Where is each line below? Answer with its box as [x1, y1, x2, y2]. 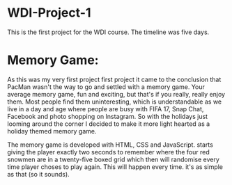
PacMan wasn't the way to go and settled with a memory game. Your [7, 82, 206, 91]
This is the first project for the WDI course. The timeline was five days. [7, 28, 210, 36]
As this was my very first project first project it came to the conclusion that [7, 75, 222, 83]
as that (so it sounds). [7, 170, 70, 178]
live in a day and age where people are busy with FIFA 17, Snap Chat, [7, 104, 204, 113]
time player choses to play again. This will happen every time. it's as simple [7, 162, 224, 171]
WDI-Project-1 [7, 5, 91, 21]
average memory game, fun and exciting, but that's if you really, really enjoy [7, 90, 225, 98]
